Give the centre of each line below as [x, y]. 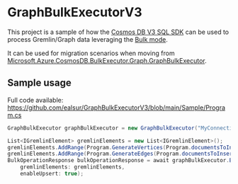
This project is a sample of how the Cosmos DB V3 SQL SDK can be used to [118, 32]
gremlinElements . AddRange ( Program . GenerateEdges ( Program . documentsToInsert [121, 154]
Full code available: [35, 100]
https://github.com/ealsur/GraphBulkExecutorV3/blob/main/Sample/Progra [116, 108]
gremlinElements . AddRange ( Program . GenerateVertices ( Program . [100, 147]
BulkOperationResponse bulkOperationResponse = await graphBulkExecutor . [119, 161]
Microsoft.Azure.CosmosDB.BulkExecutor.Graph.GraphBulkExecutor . [107, 60]
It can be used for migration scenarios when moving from [91, 53]
